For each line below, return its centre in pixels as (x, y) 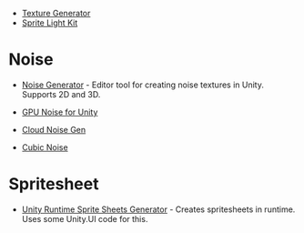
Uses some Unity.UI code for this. (85, 218)
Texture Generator (56, 13)
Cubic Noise (45, 147)
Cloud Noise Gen (54, 129)
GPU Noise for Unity (60, 112)
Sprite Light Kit (50, 23)
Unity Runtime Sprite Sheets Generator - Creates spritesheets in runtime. (158, 209)
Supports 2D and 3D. (61, 94)
